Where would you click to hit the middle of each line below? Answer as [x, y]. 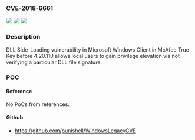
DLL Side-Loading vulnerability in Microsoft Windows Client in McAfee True [98, 49]
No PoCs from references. [38, 104]
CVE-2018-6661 [30, 8]
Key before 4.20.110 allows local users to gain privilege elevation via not [93, 56]
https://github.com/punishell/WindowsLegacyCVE [75, 131]
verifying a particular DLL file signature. [54, 62]
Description [23, 37]
